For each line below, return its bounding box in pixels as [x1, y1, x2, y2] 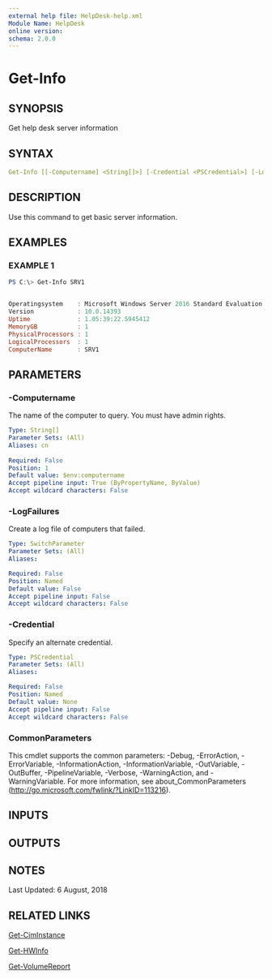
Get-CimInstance [8, 930, 66, 940]
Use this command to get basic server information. [8, 212, 178, 221]
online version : [8, 27, 63, 35]
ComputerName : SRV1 [8, 346, 100, 354]
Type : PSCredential [8, 653, 74, 661]
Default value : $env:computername [8, 471, 125, 479]
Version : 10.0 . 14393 [8, 307, 121, 316]
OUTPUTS [8, 836, 61, 850]
